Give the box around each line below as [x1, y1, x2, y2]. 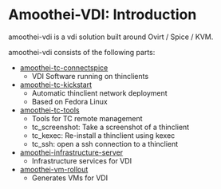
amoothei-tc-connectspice [19, 62, 109, 73]
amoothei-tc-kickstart [19, 80, 93, 89]
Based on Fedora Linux [31, 96, 108, 106]
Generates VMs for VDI [31, 173, 109, 183]
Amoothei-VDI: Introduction [8, 6, 197, 24]
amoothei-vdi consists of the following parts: [8, 47, 156, 57]
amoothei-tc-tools [19, 105, 80, 115]
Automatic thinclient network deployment [31, 88, 168, 97]
